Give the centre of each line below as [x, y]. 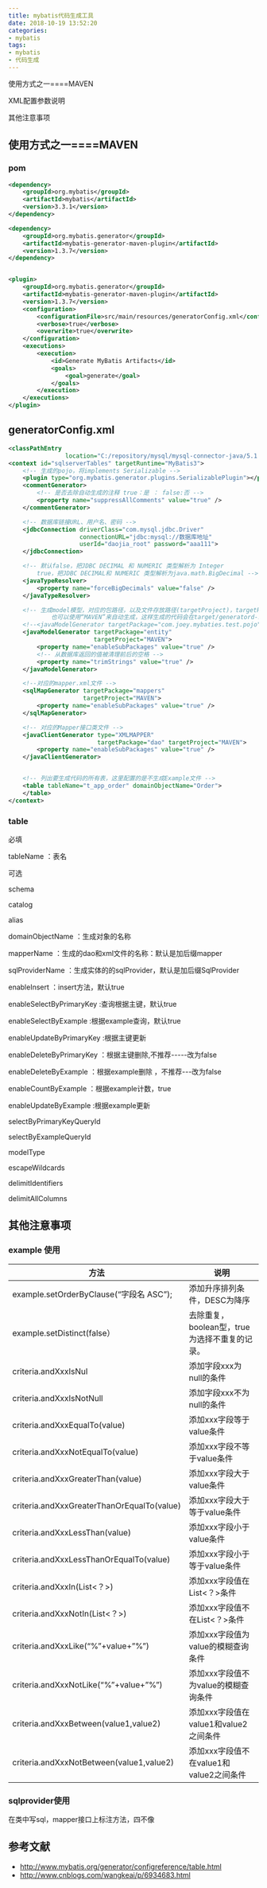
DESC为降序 [227, 1300]
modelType [27, 1152]
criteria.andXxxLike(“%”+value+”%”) [81, 1646]
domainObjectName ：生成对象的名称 [70, 936]
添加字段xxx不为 [219, 1392]
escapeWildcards [37, 1168]
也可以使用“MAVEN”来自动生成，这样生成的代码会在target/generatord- [154, 618]
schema [21, 889]
